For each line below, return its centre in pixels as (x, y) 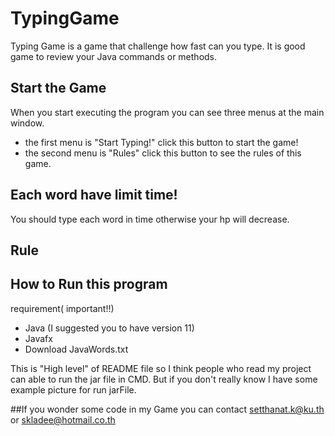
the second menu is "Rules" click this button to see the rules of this (163, 153)
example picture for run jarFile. (73, 389)
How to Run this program (89, 284)
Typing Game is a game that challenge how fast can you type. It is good (158, 46)
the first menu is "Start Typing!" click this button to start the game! (161, 142)
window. (27, 123)
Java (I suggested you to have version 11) (109, 328)
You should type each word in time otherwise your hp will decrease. (150, 219)
